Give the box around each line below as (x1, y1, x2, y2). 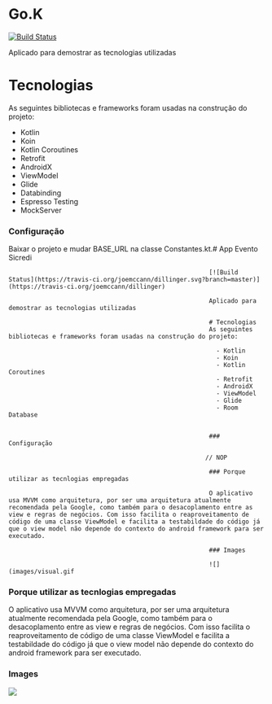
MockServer (20, 205, 63, 215)
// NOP (204, 453, 228, 462)
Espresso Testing (20, 196, 79, 206)
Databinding (20, 188, 62, 198)
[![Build (208, 269, 239, 277)
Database (8, 411, 38, 419)
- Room (216, 404, 239, 412)
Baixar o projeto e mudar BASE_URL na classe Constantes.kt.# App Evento (8, 244, 258, 254)
